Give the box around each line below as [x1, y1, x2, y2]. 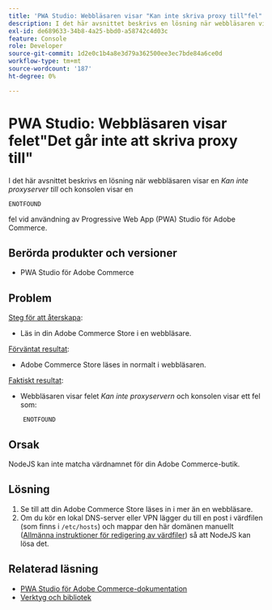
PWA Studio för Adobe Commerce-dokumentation [19, 583, 188, 593]
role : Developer [8, 42, 63, 50]
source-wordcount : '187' [8, 65, 92, 73]
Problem [8, 291, 53, 305]
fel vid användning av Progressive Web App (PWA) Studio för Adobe [8, 214, 236, 224]
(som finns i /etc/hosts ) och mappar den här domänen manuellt [19, 521, 234, 531]
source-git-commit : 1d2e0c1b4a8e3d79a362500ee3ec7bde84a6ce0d [8, 49, 223, 58]
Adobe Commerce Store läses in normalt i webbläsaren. [19, 360, 206, 370]
